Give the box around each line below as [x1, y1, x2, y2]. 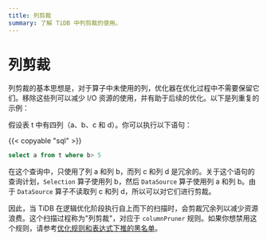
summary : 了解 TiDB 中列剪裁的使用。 [8, 19, 122, 27]
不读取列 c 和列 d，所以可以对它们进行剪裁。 [69, 187, 216, 196]
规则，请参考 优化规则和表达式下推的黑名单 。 [14, 223, 162, 233]
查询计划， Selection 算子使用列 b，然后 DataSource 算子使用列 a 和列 [8, 176, 237, 187]
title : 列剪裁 [8, 11, 52, 20]
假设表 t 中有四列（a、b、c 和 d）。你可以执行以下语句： [8, 120, 193, 130]
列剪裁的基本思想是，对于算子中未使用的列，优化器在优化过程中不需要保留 [8, 83, 253, 93]
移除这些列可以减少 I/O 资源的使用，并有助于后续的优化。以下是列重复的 [22, 93, 260, 103]
